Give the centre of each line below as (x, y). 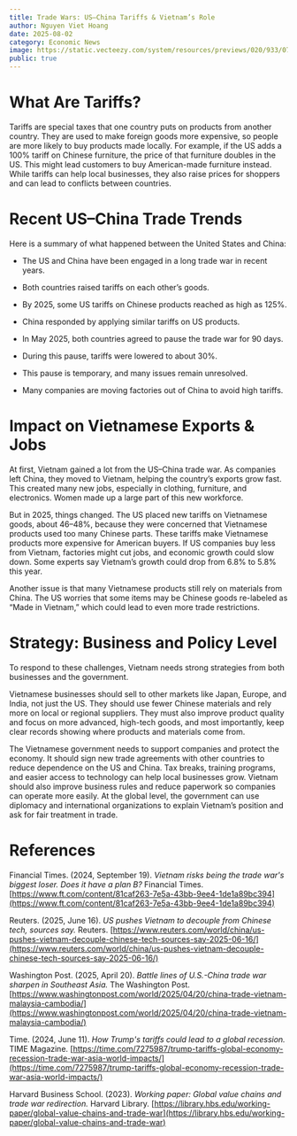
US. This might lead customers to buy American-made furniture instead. (141, 164)
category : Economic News (55, 42)
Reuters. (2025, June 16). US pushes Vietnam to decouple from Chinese (141, 920)
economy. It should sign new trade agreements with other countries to (137, 758)
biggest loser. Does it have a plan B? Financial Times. (107, 884)
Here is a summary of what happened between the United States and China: (148, 243)
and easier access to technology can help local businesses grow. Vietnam (144, 777)
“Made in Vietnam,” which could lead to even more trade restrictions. (135, 607)
